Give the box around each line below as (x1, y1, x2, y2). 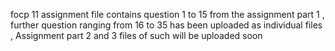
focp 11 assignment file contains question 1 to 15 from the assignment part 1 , (10, 9, 325, 20)
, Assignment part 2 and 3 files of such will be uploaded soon (10, 30, 263, 41)
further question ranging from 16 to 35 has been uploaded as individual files (10, 19, 323, 31)
